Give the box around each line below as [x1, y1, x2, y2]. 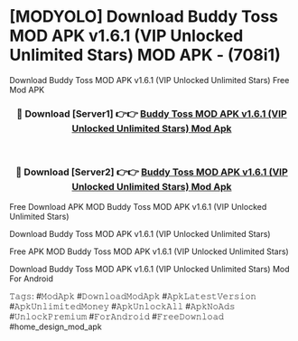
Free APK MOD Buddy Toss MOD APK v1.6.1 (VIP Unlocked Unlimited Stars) [9, 246, 289, 257]
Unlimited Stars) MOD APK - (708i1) [9, 45, 282, 65]
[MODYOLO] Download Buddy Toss [9, 6, 278, 27]
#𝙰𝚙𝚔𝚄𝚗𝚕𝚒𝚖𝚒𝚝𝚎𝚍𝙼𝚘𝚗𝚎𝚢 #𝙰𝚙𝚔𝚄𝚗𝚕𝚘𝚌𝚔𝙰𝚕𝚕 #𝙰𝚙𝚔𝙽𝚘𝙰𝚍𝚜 [9, 300, 236, 311]
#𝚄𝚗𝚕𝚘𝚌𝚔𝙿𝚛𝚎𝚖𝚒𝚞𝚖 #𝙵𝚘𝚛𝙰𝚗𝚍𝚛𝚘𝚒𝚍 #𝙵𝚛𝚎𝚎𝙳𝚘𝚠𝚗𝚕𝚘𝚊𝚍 [9, 310, 224, 322]
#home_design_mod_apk [9, 321, 102, 332]
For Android [9, 273, 54, 284]
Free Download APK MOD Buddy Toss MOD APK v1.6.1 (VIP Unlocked [9, 201, 267, 212]
